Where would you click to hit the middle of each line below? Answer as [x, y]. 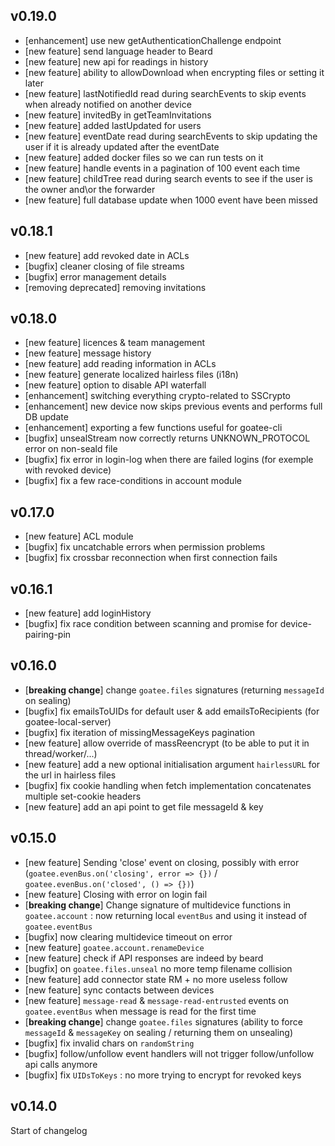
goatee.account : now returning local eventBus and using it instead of [166, 915]
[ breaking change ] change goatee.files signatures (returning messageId [174, 690]
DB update [46, 417]
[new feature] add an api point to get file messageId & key [144, 806]
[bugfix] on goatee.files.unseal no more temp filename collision [158, 968]
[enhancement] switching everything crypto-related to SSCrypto [157, 396]
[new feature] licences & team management [115, 343]
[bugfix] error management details [95, 276]
